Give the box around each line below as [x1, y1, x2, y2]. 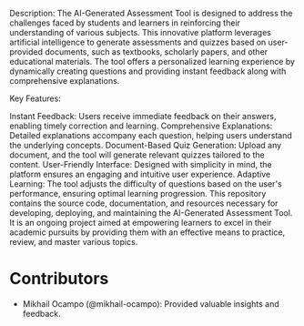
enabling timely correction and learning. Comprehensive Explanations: [9, 120, 273, 131]
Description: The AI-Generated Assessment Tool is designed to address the [9, 8, 293, 18]
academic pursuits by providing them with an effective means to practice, [9, 227, 285, 238]
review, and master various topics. [9, 237, 138, 247]
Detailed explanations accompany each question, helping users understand [9, 130, 293, 140]
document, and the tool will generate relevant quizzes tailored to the [9, 149, 266, 160]
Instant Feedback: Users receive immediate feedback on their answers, [9, 111, 277, 121]
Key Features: [9, 93, 61, 104]
